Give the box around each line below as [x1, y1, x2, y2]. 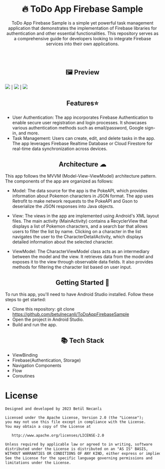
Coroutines [12, 373, 35, 379]
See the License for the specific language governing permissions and [5, 455, 153, 461]
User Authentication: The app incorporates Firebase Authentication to [12, 114, 154, 121]
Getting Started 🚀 [55, 278, 110, 287]
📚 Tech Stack [60, 337, 105, 345]
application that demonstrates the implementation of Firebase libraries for [8, 25, 157, 31]
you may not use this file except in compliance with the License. [5, 419, 146, 425]
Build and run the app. [12, 321, 57, 327]
